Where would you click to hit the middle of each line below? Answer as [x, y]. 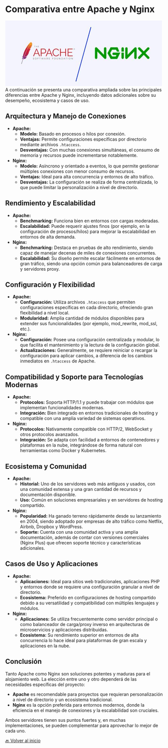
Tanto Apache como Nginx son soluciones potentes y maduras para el [78, 673]
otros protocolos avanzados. [49, 434]
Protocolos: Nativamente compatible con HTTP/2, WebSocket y [86, 429]
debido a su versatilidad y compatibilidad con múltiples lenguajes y [89, 603]
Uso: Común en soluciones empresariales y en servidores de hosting [91, 500]
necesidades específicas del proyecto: [45, 684]
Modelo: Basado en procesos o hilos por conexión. [73, 134]
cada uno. [16, 731]
